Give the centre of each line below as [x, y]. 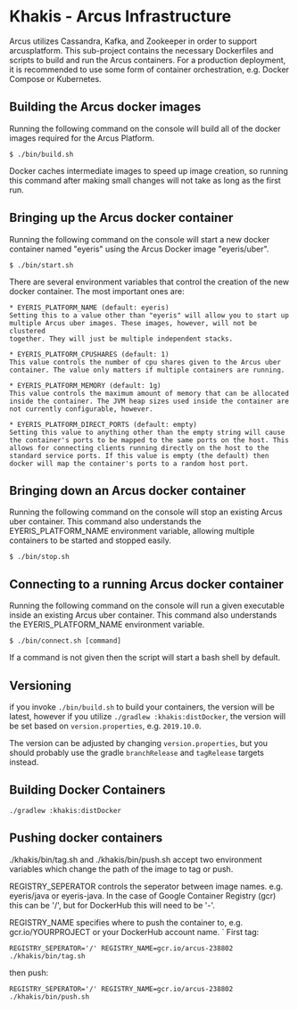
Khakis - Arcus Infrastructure [120, 16]
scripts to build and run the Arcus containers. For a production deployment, [148, 60]
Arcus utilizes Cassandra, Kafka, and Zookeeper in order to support [133, 41]
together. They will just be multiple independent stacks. [121, 339]
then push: [29, 973]
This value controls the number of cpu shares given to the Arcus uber [145, 362]
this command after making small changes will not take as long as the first [145, 180]
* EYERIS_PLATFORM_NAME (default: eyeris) [89, 308]
